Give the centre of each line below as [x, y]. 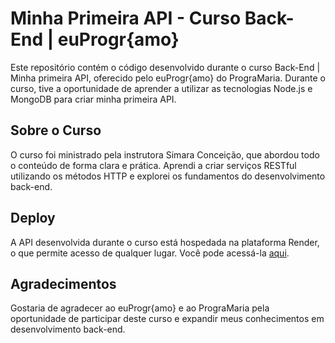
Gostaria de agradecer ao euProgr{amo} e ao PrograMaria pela [140, 308]
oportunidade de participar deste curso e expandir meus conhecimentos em [167, 319]
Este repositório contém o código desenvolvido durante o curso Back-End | [165, 67]
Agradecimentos [63, 283]
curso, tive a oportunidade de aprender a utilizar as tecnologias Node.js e [161, 88]
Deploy [33, 218]
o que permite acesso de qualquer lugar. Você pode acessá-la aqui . [150, 253]
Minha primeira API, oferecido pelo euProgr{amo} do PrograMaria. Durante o [168, 78]
